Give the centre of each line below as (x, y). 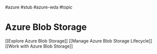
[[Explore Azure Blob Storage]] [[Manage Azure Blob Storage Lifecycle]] (79, 41)
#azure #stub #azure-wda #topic (39, 7)
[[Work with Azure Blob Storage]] (39, 46)
